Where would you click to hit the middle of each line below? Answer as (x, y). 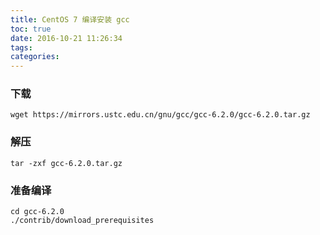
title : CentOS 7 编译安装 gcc (70, 19)
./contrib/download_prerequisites (82, 221)
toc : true (31, 29)
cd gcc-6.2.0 (37, 212)
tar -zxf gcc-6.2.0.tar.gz (66, 163)
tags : (21, 47)
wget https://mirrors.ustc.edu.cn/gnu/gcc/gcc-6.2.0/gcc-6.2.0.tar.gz (160, 115)
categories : (35, 57)
